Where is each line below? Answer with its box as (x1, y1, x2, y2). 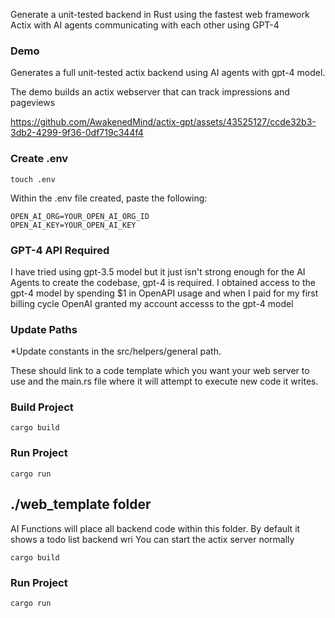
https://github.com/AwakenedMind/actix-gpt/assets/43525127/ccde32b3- (10, 116, 317, 128)
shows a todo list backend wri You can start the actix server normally (10, 533, 295, 545)
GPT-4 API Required (10, 243, 110, 257)
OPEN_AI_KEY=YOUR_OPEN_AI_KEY (10, 220, 137, 230)
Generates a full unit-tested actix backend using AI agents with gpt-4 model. (10, 67, 326, 79)
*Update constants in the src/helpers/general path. (10, 345, 222, 358)
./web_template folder (10, 496, 152, 513)
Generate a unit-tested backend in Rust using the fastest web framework (10, 9, 310, 20)
